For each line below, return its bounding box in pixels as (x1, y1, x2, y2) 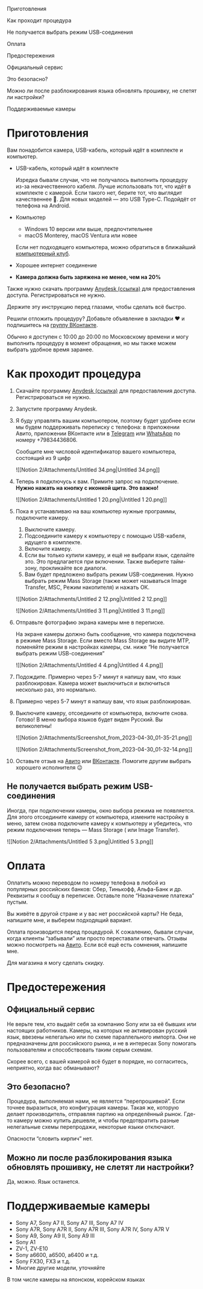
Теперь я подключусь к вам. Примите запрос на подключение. (15, 478, 180, 485)
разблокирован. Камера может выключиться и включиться (15, 680, 170, 687)
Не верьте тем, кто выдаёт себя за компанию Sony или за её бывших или (7, 1020, 196, 1027)
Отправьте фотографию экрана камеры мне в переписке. (15, 619, 165, 626)
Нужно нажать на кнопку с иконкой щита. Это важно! (15, 484, 159, 492)
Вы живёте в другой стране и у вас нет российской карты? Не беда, (7, 910, 183, 917)
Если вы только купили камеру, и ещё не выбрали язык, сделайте (24, 551, 195, 559)
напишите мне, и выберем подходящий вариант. (7, 916, 133, 924)
